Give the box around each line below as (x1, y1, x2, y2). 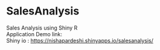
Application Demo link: (6, 30, 62, 37)
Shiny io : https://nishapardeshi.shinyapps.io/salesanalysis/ (6, 37, 154, 44)
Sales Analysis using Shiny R (6, 24, 78, 31)
